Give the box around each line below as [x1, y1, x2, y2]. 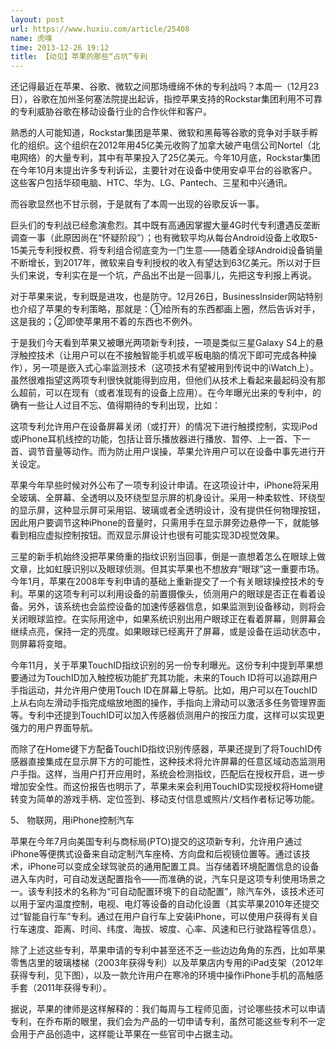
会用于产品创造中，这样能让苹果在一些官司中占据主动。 [10, 1028, 238, 1040]
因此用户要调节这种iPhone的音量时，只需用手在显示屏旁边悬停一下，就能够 [10, 517, 320, 529]
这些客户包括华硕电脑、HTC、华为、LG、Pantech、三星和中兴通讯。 [10, 177, 293, 189]
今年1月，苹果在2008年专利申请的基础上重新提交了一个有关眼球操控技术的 [10, 576, 317, 588]
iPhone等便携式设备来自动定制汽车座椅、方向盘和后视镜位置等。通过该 [10, 848, 302, 860]
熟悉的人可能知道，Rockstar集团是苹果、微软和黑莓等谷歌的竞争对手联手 [10, 127, 310, 139]
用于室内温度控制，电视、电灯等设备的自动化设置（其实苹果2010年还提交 [18, 898, 320, 910]
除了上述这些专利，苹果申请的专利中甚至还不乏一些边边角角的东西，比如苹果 [10, 944, 326, 956]
